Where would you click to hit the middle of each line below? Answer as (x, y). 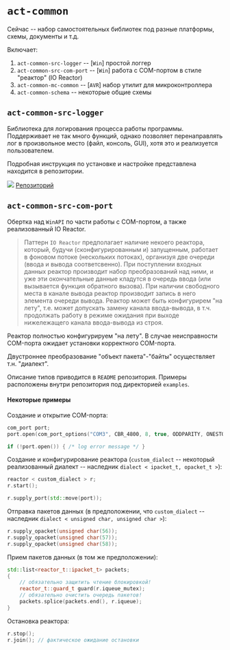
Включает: (23, 49)
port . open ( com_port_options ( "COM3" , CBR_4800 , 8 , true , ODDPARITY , (105, 434)
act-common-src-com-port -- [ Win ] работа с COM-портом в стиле (109, 70)
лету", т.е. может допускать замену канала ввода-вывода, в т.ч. (117, 307)
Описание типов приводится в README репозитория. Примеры (97, 377)
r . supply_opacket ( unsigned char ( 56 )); (62, 531)
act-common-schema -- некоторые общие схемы (84, 92)
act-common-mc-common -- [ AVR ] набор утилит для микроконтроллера (114, 84)
